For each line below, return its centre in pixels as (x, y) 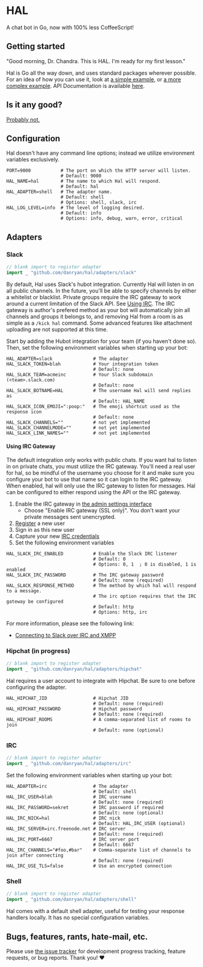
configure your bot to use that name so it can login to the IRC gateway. (95, 480)
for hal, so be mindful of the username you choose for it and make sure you (101, 473)
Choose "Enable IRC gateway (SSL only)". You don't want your (102, 511)
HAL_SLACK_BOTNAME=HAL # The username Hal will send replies (98, 390)
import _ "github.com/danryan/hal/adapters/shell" (72, 900)
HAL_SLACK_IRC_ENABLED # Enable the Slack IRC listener (92, 554)
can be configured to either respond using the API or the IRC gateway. (94, 492)
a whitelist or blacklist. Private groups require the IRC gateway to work (94, 297)
